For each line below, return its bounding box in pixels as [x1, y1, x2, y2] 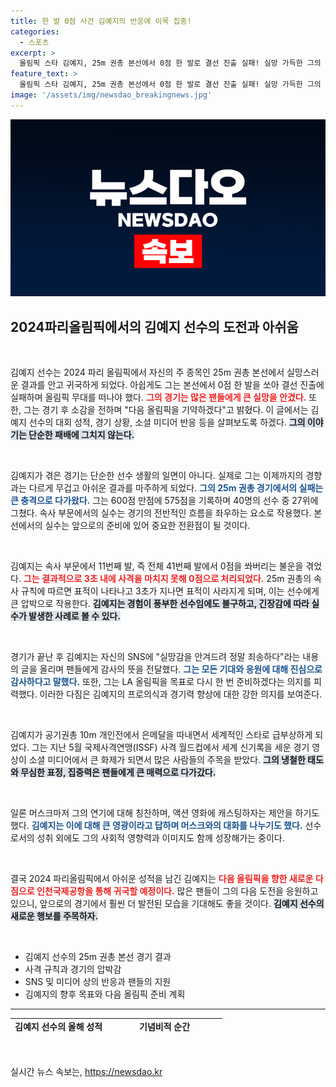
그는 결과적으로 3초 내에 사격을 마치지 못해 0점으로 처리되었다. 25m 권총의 [23, 573, 312, 585]
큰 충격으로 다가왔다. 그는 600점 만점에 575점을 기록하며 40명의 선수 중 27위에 [10, 495, 319, 507]
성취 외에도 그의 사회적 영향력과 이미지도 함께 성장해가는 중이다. [36, 832, 285, 844]
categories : [10, 26, 60, 37]
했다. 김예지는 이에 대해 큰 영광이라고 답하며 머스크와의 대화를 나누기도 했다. [10, 820, 303, 832]
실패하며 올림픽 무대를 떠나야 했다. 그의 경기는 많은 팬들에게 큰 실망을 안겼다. [10, 391, 307, 404]
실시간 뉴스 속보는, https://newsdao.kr [10, 1066, 163, 1078]
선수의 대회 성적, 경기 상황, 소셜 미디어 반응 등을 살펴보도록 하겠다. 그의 [28, 416, 306, 429]
